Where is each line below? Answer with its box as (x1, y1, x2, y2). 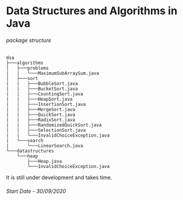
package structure (6, 37, 52, 44)
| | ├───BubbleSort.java (6, 81, 78, 87)
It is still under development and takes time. (6, 174, 113, 181)
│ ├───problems (6, 65, 49, 72)
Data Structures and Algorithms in (6, 4, 178, 18)
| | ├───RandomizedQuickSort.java (6, 122, 102, 128)
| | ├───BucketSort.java (6, 86, 78, 92)
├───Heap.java (27, 159, 62, 164)
